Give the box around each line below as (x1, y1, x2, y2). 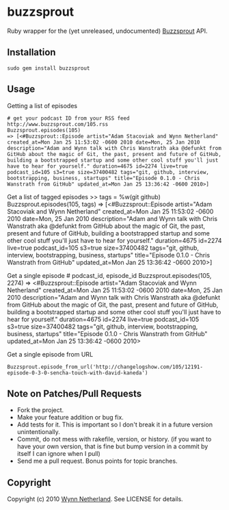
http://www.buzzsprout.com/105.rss (7, 120, 109, 127)
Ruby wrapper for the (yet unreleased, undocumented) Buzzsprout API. (7, 27, 208, 35)
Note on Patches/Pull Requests (7, 387, 142, 399)
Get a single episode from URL (7, 350, 94, 358)
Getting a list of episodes (7, 101, 77, 110)
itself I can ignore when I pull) (16, 450, 100, 458)
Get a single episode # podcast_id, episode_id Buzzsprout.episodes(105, (7, 271, 212, 279)
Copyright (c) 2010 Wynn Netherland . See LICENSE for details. (7, 495, 183, 503)
